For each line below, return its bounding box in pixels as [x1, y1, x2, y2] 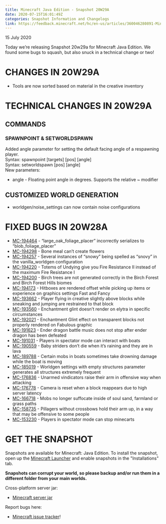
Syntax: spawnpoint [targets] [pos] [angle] [5, 157, 92, 163]
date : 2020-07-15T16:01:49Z [5, 12, 63, 17]
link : [5, 21, 16, 26]
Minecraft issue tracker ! [12, 514, 61, 520]
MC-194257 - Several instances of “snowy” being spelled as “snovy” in [12, 253, 157, 260]
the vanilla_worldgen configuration [12, 259, 83, 264]
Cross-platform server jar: [5, 485, 58, 491]
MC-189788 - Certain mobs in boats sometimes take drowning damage [12, 353, 157, 359]
